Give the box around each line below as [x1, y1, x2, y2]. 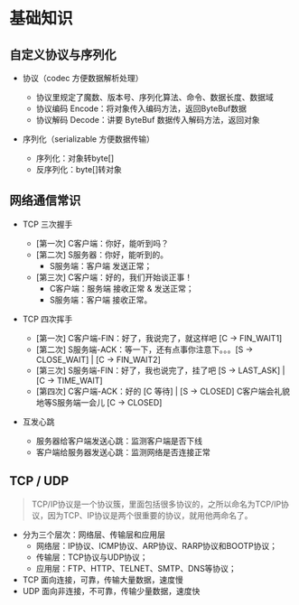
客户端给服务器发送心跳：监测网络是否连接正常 [35, 446, 210, 457]
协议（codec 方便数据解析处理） [22, 73, 144, 83]
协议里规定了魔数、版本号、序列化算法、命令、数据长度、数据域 [35, 92, 274, 102]
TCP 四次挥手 [22, 313, 73, 324]
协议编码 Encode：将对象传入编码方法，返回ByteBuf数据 [35, 103, 247, 114]
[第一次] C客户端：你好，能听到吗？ [35, 237, 169, 248]
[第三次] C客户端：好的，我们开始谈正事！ [35, 272, 192, 283]
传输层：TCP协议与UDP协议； [35, 552, 148, 563]
